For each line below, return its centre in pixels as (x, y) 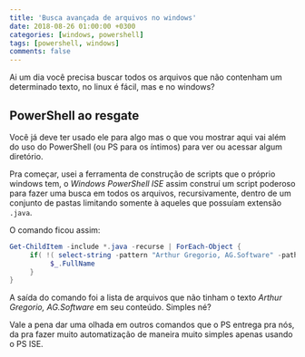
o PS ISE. (26, 344)
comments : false (40, 52)
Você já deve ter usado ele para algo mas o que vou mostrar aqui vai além (148, 137)
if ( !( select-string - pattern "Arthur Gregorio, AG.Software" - (156, 255)
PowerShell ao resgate (74, 116)
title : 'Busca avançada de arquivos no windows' (103, 18)
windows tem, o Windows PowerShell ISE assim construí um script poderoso (152, 183)
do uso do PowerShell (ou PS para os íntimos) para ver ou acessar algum (146, 147)
